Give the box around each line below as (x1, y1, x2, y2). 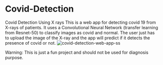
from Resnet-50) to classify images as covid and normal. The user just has (5, 30, 155, 35)
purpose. (5, 54, 23, 60)
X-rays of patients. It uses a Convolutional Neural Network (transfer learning (5, 24, 159, 30)
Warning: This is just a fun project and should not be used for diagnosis (5, 49, 149, 55)
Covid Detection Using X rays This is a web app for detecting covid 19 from (5, 19, 156, 25)
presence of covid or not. (5, 40, 56, 46)
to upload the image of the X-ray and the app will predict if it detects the (5, 35, 150, 41)
